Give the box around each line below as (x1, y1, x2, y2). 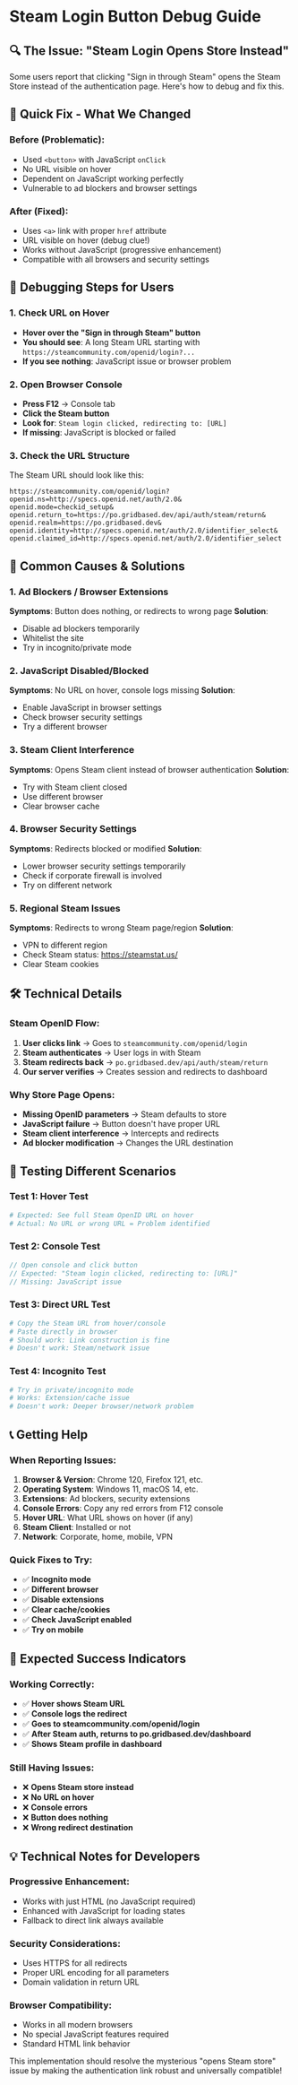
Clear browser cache (21, 800, 100, 811)
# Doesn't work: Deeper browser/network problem (9, 1402, 194, 1411)
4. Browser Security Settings (9, 823, 137, 835)
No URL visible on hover (21, 163, 112, 174)
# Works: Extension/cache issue (9, 1394, 130, 1403)
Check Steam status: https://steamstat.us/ (21, 949, 179, 960)
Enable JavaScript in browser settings (21, 702, 163, 714)
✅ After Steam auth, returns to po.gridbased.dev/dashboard (21, 1728, 251, 1739)
